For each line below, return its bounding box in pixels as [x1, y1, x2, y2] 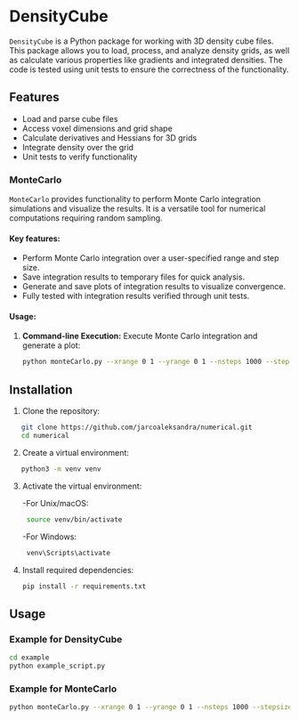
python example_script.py [9, 661, 105, 670]
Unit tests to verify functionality [21, 151, 138, 162]
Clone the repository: [21, 406, 101, 417]
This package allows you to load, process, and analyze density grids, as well [9, 44, 290, 55]
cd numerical [20, 432, 69, 441]
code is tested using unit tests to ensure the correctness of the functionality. [9, 64, 289, 75]
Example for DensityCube [9, 633, 123, 645]
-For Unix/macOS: [21, 498, 89, 508]
